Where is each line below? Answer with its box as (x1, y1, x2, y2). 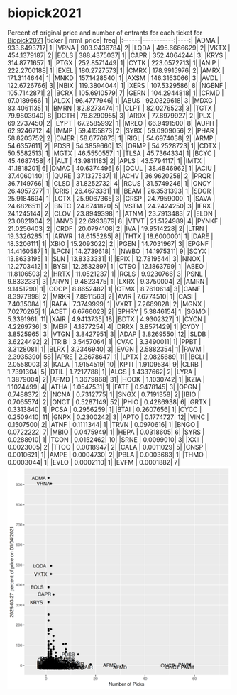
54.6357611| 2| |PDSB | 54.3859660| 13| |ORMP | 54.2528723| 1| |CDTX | (7, 141, 221, 150)
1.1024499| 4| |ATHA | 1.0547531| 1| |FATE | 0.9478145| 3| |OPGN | (7, 382, 202, 391)
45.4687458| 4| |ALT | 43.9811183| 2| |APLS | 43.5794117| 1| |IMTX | (7, 156, 206, 165)
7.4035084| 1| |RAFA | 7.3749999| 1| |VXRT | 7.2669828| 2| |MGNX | (7, 299, 206, 308)
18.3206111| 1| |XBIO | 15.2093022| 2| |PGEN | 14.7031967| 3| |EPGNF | (7, 239, 213, 248)
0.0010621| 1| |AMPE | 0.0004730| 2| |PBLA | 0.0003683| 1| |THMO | (7, 450, 208, 459)
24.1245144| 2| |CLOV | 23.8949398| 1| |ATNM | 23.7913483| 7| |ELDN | (7, 209, 217, 218)
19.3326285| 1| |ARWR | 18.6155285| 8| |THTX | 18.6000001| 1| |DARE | (7, 232, 214, 240)
